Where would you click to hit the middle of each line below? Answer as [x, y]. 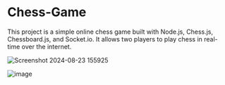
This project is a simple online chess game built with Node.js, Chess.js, [110, 32]
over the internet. [47, 46]
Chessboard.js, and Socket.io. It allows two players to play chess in [105, 39]
